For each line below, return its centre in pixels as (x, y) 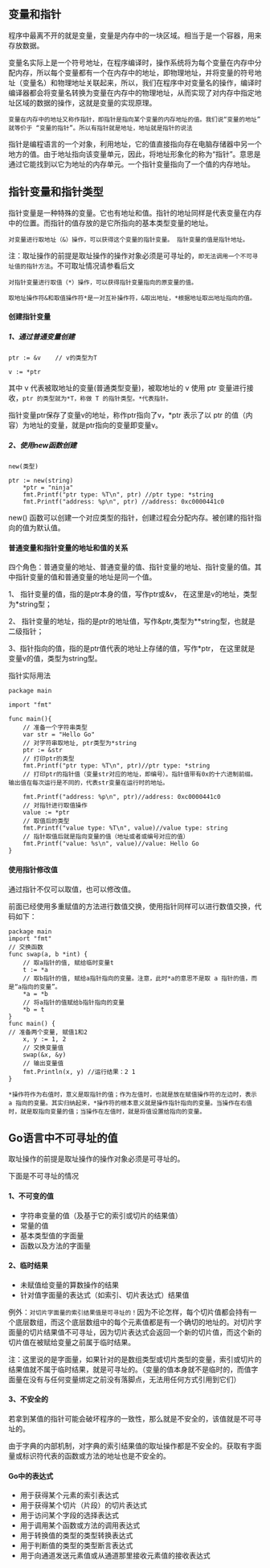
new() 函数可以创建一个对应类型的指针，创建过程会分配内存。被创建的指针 (131, 518)
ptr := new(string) (41, 481)
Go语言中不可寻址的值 (63, 1138)
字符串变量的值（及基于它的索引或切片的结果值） (101, 1215)
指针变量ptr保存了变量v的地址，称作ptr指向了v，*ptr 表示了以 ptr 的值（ (127, 415)
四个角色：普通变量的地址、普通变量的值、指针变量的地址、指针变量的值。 (131, 567)
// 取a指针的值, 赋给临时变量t (68, 963)
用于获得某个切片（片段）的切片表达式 (83, 1505)
